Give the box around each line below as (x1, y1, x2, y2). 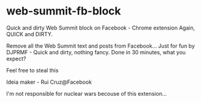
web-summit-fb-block (6, 4, 121, 18)
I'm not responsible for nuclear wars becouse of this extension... (6, 90, 167, 97)
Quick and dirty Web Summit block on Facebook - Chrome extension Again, (6, 24, 196, 31)
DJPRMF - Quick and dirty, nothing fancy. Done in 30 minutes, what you (6, 48, 186, 55)
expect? (6, 55, 26, 62)
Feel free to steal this (6, 66, 59, 73)
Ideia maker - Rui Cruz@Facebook (6, 78, 92, 86)
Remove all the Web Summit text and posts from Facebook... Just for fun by (6, 42, 195, 49)
